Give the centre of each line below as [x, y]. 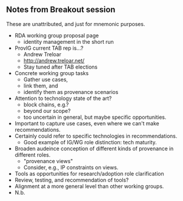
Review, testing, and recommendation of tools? [71, 180]
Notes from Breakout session [61, 10]
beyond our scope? [47, 111]
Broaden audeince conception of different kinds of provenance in [94, 148]
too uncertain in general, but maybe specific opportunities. [95, 117]
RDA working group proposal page [57, 35]
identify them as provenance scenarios [71, 92]
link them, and [41, 86]
